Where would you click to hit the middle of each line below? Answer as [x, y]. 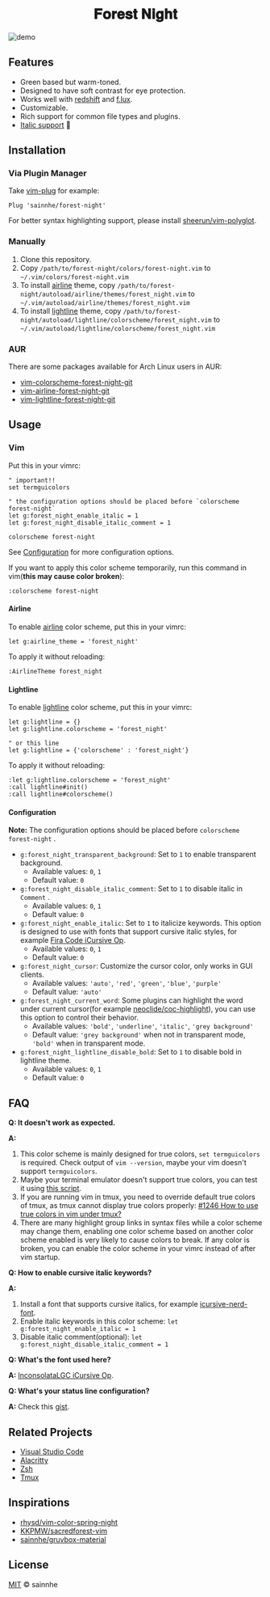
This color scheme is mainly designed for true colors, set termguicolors [140, 1154]
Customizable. [44, 108]
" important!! [32, 480]
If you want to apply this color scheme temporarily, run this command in [128, 568]
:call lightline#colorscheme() [61, 794]
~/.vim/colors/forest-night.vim [74, 277]
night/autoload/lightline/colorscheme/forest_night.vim [116, 320]
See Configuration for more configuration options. [91, 551]
